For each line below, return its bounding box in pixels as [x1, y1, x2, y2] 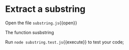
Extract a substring [5, 3, 86, 15]
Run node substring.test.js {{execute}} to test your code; [5, 39, 124, 45]
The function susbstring [5, 29, 54, 35]
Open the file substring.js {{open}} [5, 20, 77, 26]
